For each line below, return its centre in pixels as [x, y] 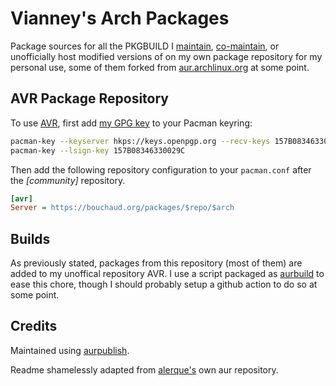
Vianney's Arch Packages [120, 18]
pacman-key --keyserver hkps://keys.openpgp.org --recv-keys [140, 141]
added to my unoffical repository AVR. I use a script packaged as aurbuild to [167, 274]
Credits [34, 326]
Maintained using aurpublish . [70, 350]
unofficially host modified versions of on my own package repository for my [166, 56]
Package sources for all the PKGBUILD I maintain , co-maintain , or [145, 46]
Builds [30, 238]
